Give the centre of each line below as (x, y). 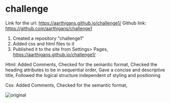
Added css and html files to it (44, 43)
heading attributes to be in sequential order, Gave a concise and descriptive (85, 70)
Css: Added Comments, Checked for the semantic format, (67, 85)
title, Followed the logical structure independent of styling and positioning (83, 75)
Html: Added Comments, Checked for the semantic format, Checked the (81, 64)
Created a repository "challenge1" (48, 38)
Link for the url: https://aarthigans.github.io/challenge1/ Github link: (76, 23)
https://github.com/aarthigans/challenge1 (49, 28)
